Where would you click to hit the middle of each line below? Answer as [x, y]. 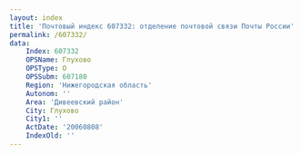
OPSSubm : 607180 [57, 77]
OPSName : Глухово [59, 60]
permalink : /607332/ [49, 34]
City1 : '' [45, 119]
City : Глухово [52, 111]
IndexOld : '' [50, 136]
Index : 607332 [52, 52]
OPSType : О [46, 69]
